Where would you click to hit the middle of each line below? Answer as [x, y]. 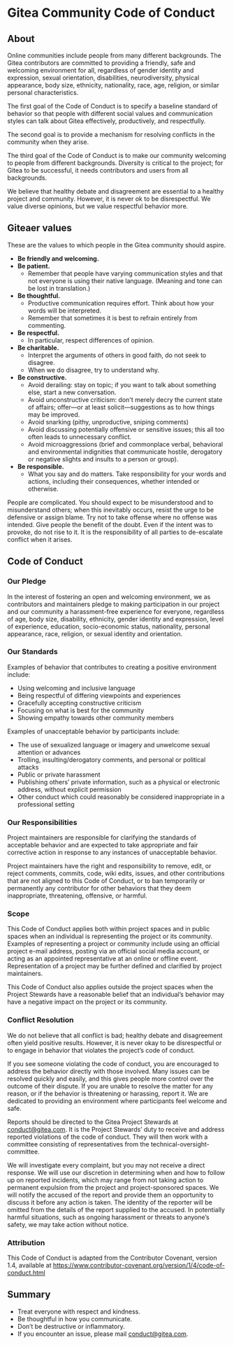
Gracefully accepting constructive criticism [79, 703]
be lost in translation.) [59, 288]
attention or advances [49, 752]
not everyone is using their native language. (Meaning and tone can [125, 280]
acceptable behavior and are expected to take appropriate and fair [103, 845]
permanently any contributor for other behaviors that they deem [99, 889]
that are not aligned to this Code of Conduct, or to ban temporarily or [106, 881]
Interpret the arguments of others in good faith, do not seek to [117, 355]
